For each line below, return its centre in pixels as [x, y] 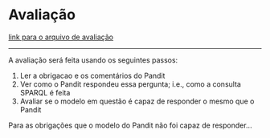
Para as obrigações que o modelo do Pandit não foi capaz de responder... [130, 125]
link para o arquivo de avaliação [61, 37]
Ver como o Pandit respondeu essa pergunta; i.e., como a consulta [130, 84]
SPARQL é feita [45, 92]
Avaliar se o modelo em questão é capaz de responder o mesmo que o [137, 101]
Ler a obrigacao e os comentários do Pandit [92, 75]
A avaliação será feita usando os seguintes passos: [93, 60]
